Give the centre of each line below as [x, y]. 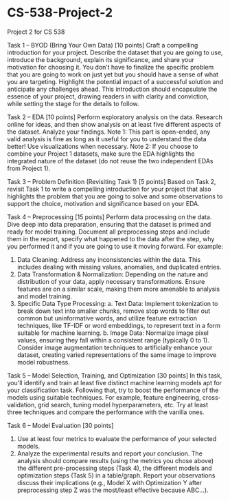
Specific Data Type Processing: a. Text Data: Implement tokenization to [117, 303]
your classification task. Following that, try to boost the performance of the [113, 390]
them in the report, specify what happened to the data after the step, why [111, 238]
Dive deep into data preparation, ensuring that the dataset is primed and [109, 224]
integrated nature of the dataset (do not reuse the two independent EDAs [111, 161]
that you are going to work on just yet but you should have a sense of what [113, 74]
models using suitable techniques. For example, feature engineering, [104, 397]
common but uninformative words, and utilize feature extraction [107, 318]
